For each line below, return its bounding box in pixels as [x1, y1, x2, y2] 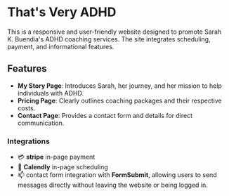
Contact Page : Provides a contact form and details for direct [17, 111, 193, 119]
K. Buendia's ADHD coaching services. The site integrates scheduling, [7, 34, 211, 43]
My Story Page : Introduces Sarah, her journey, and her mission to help [17, 81, 223, 90]
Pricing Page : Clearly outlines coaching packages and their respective [17, 96, 223, 105]
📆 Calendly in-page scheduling [17, 163, 109, 171]
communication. [17, 119, 65, 127]
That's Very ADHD [7, 4, 117, 20]
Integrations [7, 136, 51, 146]
